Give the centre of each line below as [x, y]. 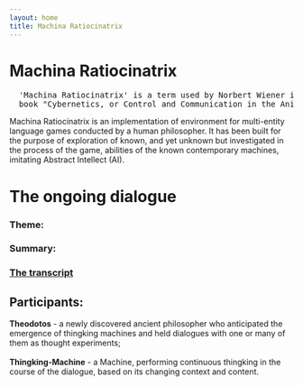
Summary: [33, 249]
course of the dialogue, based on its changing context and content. [134, 372]
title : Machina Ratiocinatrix [66, 26]
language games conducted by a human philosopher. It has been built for [145, 131]
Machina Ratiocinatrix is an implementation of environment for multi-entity [147, 122]
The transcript [41, 273]
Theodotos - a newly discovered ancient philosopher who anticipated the [146, 324]
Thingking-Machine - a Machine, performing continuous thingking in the [145, 363]
